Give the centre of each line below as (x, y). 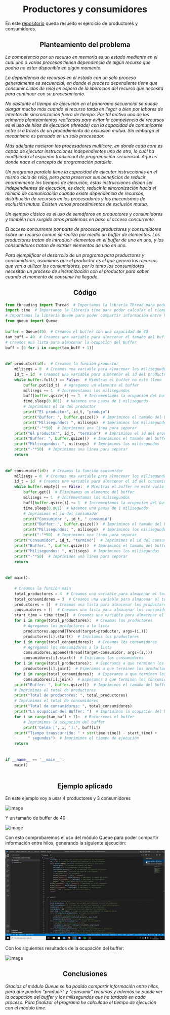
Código (85, 293)
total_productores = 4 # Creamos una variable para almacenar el (86, 594)
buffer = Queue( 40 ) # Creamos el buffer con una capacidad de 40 (77, 331)
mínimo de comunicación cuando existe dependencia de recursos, (75, 193)
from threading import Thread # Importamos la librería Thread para (80, 305)
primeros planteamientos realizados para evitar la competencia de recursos (85, 120)
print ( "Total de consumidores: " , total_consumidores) (73, 706)
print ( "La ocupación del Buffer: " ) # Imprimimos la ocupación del (88, 712)
